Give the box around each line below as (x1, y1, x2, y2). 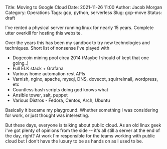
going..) (12, 60, 29, 66)
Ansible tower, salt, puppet (12, 92, 68, 98)
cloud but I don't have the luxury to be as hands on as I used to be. (5, 138, 143, 144)
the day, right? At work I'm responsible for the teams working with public (5, 133, 155, 138)
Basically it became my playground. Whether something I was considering (5, 107, 158, 113)
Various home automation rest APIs (12, 71, 85, 77)
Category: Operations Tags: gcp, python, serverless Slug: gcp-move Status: (5, 10, 162, 16)
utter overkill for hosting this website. (5, 30, 82, 36)
